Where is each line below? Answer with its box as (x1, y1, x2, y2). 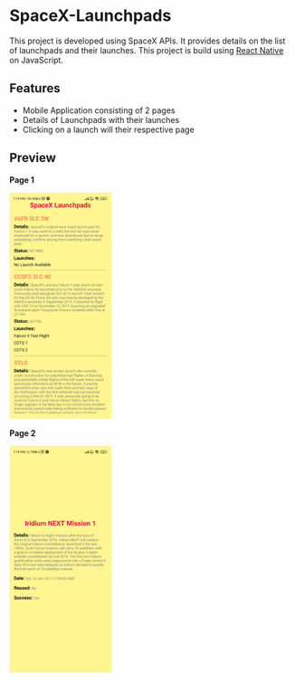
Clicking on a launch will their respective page (22, 124, 195, 135)
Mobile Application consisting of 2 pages (22, 105, 176, 116)
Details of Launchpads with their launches (22, 114, 180, 125)
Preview (9, 150, 57, 166)
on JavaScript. (9, 54, 63, 65)
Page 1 (9, 174, 34, 185)
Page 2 (9, 428, 36, 439)
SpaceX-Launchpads (9, 5, 172, 26)
